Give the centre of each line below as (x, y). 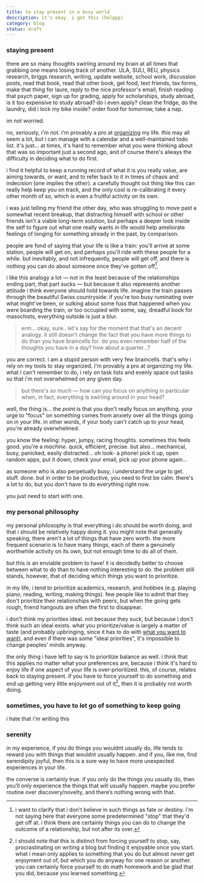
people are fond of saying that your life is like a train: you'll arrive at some (98, 245)
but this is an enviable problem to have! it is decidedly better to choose (95, 563)
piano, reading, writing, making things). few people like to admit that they (97, 594)
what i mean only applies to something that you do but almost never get (104, 854)
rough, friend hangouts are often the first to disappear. (74, 607)
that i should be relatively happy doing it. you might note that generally (94, 532)
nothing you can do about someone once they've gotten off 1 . (83, 266)
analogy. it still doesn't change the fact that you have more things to (106, 335)
